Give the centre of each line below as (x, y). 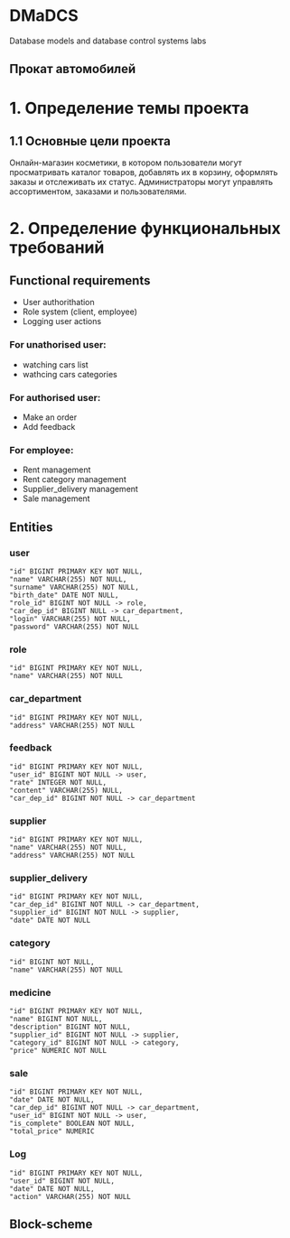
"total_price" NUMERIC (52, 1131)
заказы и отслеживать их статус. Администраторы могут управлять (141, 182)
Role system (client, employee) (80, 312)
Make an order (50, 417)
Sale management (56, 498)
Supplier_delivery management (80, 489)
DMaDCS (44, 16)
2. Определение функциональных (145, 228)
